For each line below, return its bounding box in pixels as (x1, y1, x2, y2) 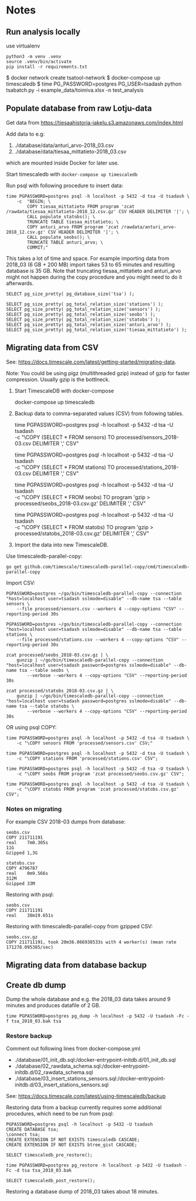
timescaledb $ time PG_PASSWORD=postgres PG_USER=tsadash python (6, 80, 182, 87)
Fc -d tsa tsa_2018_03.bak (6, 1168, 72, 1173)
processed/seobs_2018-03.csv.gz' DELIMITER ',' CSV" (14, 500, 146, 507)
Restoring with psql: (6, 891, 54, 898)
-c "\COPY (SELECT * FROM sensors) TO (14, 434, 115, 441)
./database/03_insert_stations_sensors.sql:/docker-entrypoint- (14, 1075, 166, 1082)
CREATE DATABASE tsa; (6, 1127, 59, 1133)
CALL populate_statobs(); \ (27, 214, 95, 219)
